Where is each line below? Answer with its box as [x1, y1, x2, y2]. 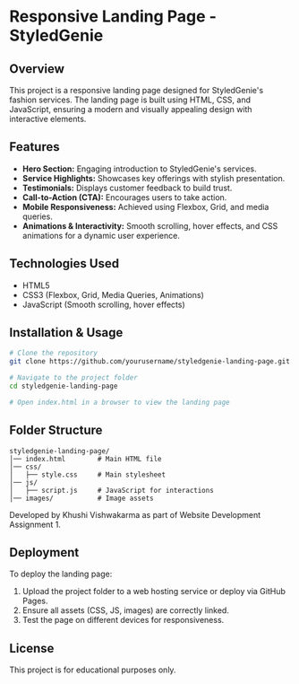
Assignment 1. [9, 519, 61, 530]
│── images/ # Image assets [9, 494, 154, 503]
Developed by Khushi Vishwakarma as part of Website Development [9, 509, 261, 520]
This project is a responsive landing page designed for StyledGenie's [9, 85, 264, 95]
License [9, 640, 55, 656]
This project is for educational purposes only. [9, 664, 176, 675]
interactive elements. [9, 114, 87, 124]
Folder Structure [9, 423, 103, 438]
